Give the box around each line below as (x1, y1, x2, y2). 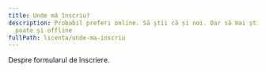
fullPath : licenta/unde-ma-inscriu (8, 33, 126, 42)
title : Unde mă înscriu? (8, 11, 90, 20)
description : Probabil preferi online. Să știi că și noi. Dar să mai (8, 19, 246, 27)
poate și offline (15, 26, 73, 34)
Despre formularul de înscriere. (8, 55, 110, 65)
